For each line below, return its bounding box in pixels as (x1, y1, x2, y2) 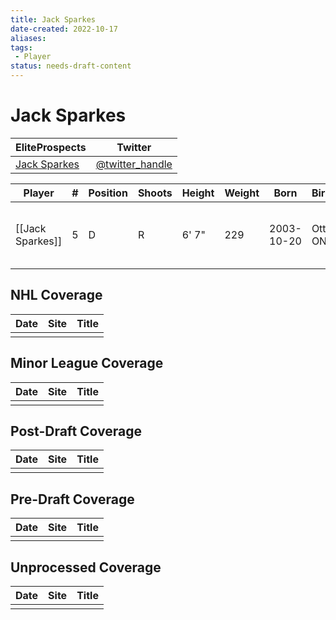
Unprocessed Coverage (10, 559, 162, 576)
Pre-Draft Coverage (10, 491, 135, 508)
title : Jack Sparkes (10, 14, 97, 25)
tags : (10, 42, 33, 53)
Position (88, 186, 128, 200)
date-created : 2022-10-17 (10, 24, 118, 34)
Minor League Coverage (10, 355, 164, 372)
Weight (224, 186, 260, 200)
